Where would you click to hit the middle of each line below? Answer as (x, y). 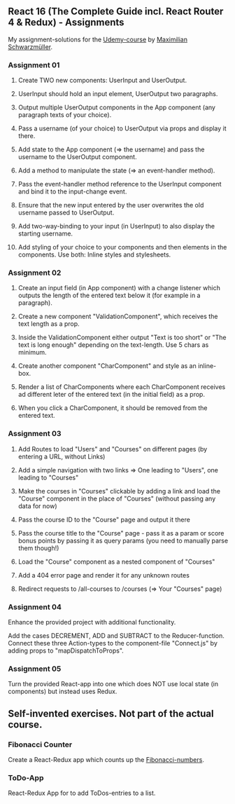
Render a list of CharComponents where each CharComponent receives (122, 387)
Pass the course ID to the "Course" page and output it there (104, 519)
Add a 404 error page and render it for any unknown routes (104, 575)
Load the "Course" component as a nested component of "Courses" (116, 561)
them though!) (38, 548)
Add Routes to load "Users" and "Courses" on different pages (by (113, 449)
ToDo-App (26, 777)
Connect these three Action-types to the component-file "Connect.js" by (113, 643)
